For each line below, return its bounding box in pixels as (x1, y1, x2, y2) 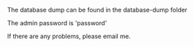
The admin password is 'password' (7, 19, 107, 27)
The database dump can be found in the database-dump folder (7, 6, 188, 14)
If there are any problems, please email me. (7, 32, 131, 40)
